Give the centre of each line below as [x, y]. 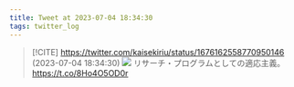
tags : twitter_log [44, 26]
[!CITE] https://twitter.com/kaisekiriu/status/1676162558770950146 [158, 52]
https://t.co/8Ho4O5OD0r [80, 72]
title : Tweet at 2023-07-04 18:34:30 [81, 18]
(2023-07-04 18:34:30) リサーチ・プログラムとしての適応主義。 [158, 63]
